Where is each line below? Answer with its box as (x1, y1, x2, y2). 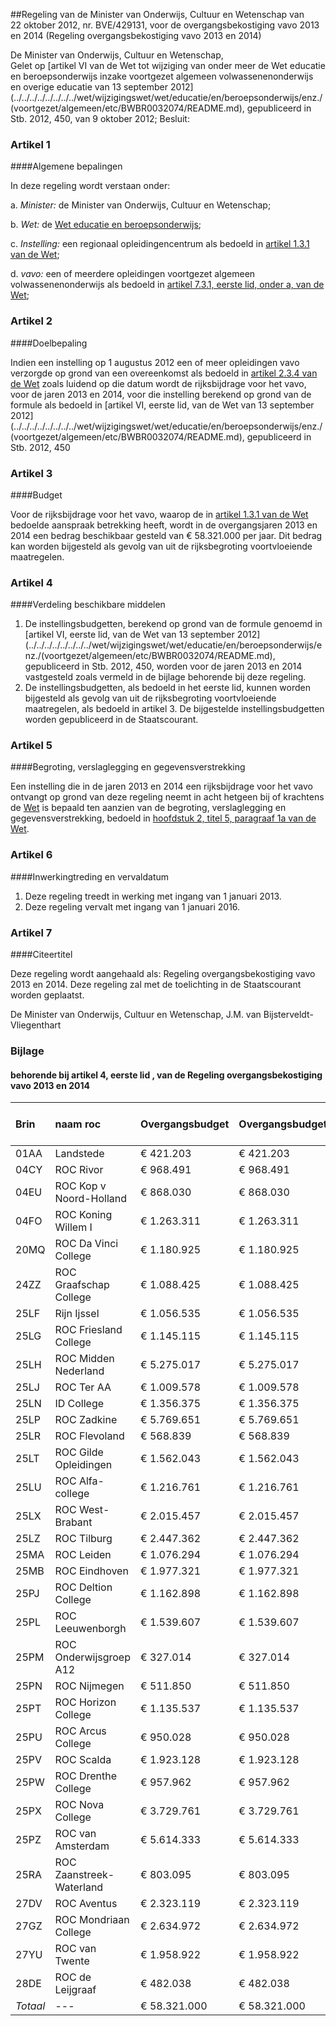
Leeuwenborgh (54, 1622, 127, 1636)
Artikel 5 (10, 739, 53, 753)
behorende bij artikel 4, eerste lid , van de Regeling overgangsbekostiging (10, 1069, 323, 1081)
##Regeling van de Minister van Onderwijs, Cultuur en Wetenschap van (10, 9, 305, 20)
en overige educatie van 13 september (10, 81, 168, 93)
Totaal (15, 1999, 46, 2013)
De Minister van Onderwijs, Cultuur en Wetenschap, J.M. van (10, 1009, 262, 1021)
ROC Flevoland (54, 1429, 125, 1443)
